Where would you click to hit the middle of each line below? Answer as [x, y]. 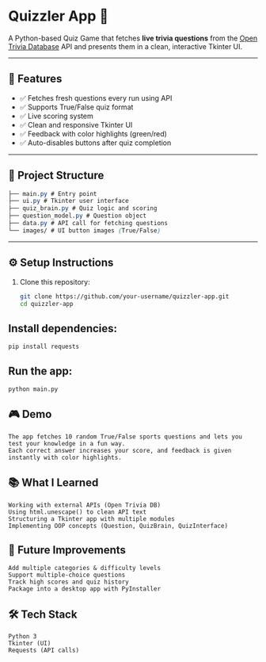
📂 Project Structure [56, 176]
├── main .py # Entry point [53, 193]
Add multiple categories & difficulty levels [84, 568]
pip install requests [44, 347]
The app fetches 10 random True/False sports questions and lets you [125, 436]
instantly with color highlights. [65, 457]
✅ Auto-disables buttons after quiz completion [95, 143]
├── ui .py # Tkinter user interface [68, 201]
